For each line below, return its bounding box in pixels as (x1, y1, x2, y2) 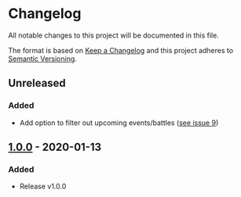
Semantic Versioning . (8, 54, 77, 63)
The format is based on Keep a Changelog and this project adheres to (8, 45, 234, 55)
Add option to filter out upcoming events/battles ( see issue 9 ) (19, 118, 219, 127)
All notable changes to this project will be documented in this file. (8, 30, 220, 40)
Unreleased (8, 77, 67, 90)
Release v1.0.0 (19, 181, 67, 192)
